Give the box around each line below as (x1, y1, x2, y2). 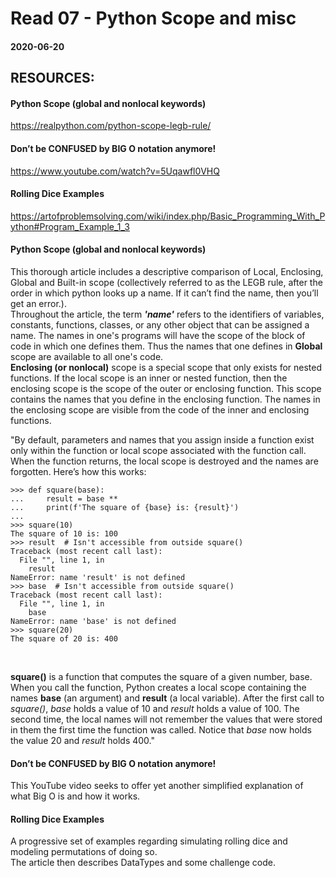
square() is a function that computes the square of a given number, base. (10, 670, 313, 682)
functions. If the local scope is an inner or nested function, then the (10, 372, 288, 384)
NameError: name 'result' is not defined (10, 572, 186, 582)
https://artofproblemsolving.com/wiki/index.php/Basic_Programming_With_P (10, 210, 326, 222)
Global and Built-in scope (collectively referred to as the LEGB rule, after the (10, 276, 323, 288)
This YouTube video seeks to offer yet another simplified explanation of (10, 780, 304, 792)
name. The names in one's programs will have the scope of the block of (10, 329, 306, 341)
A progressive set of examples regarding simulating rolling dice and (10, 835, 288, 847)
